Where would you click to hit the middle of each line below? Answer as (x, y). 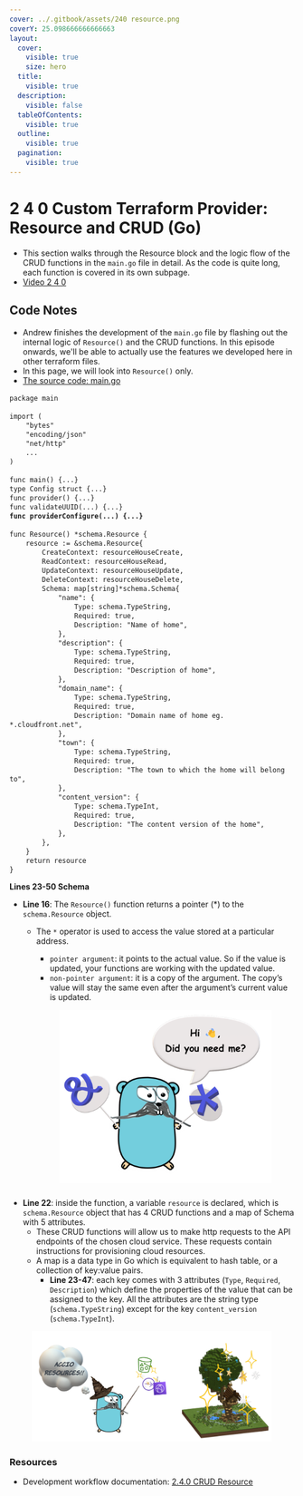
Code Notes (43, 311)
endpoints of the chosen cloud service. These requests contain (154, 1241)
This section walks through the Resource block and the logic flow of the (156, 253)
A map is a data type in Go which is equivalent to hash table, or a (157, 1260)
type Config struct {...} (58, 489)
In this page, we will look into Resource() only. (108, 371)
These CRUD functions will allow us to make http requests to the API (163, 1231)
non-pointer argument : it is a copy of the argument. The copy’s (166, 977)
